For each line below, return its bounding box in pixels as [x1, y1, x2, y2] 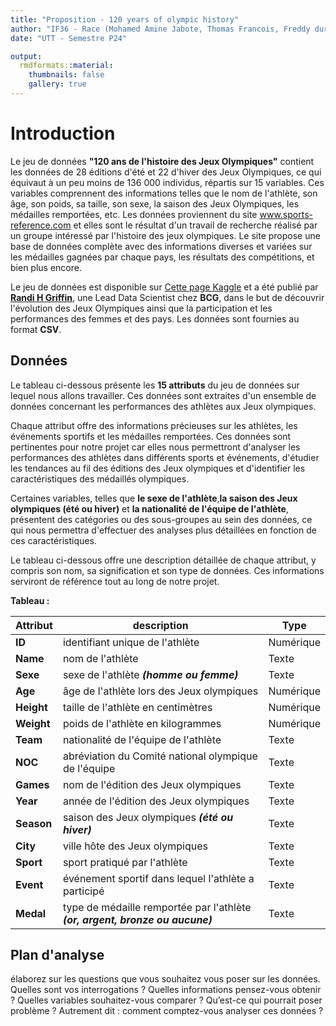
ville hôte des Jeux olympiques [62, 839, 208, 853]
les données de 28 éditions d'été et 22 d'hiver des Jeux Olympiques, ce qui [10, 166, 322, 178]
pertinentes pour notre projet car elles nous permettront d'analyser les [10, 441, 301, 453]
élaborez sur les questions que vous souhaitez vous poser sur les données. [10, 973, 321, 985]
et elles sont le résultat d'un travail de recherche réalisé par [73, 219, 318, 231]
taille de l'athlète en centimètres [62, 700, 213, 714]
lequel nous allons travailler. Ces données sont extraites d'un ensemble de [10, 389, 317, 401]
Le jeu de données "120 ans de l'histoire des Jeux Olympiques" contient [10, 155, 315, 167]
